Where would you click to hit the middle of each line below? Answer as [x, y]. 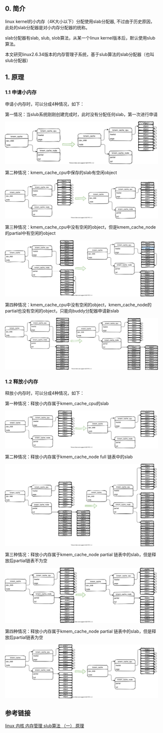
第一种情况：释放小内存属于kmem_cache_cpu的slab [57, 403]
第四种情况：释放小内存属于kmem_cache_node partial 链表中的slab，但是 [78, 631]
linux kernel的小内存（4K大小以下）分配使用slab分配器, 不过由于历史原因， [80, 21]
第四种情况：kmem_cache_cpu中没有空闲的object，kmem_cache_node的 [78, 305]
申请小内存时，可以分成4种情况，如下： [45, 104]
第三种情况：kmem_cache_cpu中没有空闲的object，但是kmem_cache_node [81, 227]
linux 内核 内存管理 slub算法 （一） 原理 [45, 726]
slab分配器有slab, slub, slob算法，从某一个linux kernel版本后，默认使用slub [80, 38]
